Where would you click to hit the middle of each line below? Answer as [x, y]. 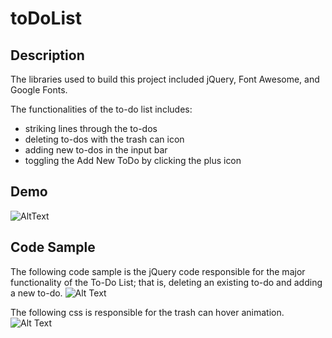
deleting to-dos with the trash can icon [104, 139]
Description [47, 55]
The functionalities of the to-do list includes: [101, 109]
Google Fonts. [39, 90]
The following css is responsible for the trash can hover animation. [147, 312]
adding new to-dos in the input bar [96, 150]
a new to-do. [36, 293]
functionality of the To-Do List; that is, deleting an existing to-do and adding [166, 282]
